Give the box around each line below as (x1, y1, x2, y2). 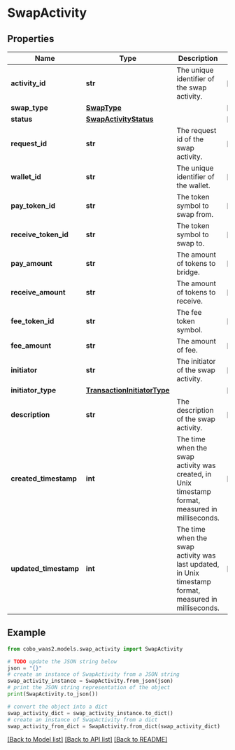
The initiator (176, 357, 216, 366)
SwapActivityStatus (85, 114, 154, 124)
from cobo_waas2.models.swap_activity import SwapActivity (7, 645, 183, 652)
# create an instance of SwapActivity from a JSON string (7, 671, 180, 678)
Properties (7, 33, 55, 45)
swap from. (176, 210, 214, 219)
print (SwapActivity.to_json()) (7, 691, 99, 698)
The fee (176, 308, 202, 317)
